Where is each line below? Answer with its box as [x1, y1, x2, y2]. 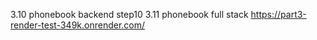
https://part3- [250, 9, 307, 20]
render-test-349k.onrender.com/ [10, 19, 146, 31]
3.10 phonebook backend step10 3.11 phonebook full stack [10, 9, 249, 20]
